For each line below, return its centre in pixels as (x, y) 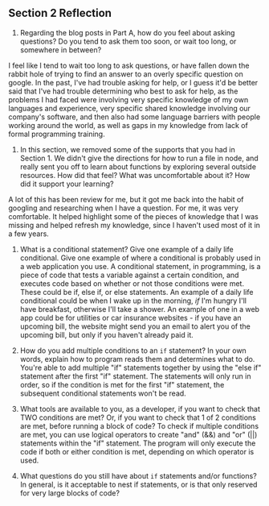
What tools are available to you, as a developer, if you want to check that (140, 409)
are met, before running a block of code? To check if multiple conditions (139, 425)
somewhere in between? (61, 50)
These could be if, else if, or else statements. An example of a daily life (137, 292)
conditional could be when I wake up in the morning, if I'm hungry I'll (133, 301)
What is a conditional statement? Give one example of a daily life (127, 249)
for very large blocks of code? (70, 493)
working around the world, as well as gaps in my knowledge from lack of (128, 125)
